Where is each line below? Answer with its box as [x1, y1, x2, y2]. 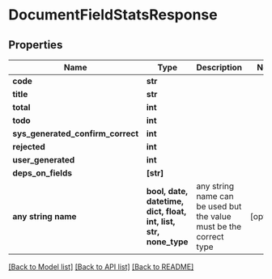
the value [196, 211, 232, 222]
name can [196, 191, 234, 201]
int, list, [146, 216, 176, 227]
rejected [12, 142, 46, 152]
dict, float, [146, 206, 187, 217]
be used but [196, 201, 242, 212]
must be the [196, 221, 242, 232]
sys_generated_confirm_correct [12, 128, 139, 139]
